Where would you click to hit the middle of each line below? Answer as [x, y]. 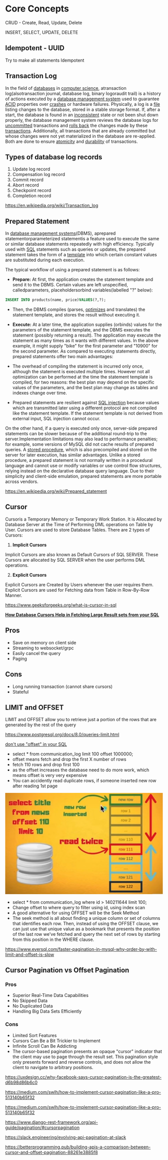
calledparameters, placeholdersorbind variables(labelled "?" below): [83, 290]
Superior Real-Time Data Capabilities [50, 996]
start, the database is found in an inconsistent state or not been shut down [82, 115]
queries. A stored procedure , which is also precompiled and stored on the [81, 450]
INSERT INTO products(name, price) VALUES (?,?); [56, 300]
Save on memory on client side [44, 642]
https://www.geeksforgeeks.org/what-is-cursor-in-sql [61, 605]
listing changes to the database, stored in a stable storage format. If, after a [83, 109]
